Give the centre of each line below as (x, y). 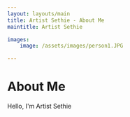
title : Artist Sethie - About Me (56, 20)
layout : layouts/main (39, 14)
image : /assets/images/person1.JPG (72, 46)
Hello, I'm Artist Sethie (39, 106)
